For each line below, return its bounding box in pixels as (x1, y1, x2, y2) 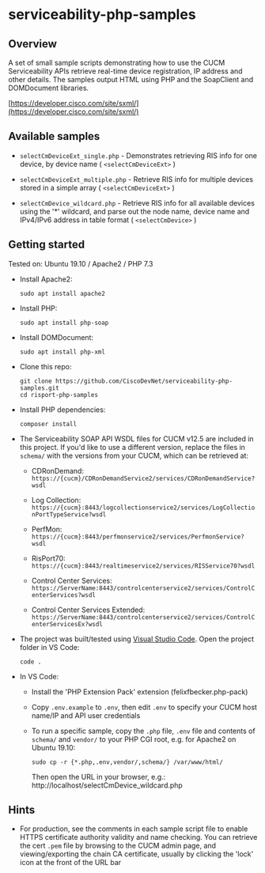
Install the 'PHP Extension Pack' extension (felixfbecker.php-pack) (31, 686, 248, 697)
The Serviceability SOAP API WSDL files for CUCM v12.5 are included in (19, 433, 255, 444)
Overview (8, 37, 58, 51)
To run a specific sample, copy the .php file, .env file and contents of (31, 726, 256, 735)
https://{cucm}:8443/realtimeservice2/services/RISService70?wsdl (31, 561, 256, 570)
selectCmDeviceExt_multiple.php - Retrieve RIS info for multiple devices (19, 174, 254, 183)
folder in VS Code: (19, 642, 80, 652)
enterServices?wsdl (31, 591, 97, 599)
